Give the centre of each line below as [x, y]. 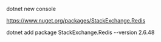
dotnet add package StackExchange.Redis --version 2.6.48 [80, 32]
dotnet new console [31, 9]
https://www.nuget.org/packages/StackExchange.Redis [76, 20]
